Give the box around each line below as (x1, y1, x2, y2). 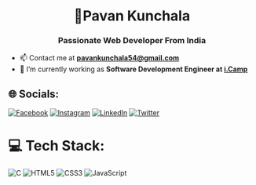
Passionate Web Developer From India (57, 35, 207, 46)
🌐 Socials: (8, 87, 60, 100)
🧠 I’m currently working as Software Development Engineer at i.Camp (19, 64, 248, 74)
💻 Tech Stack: (8, 137, 105, 155)
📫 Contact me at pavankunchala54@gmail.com (19, 53, 180, 63)
